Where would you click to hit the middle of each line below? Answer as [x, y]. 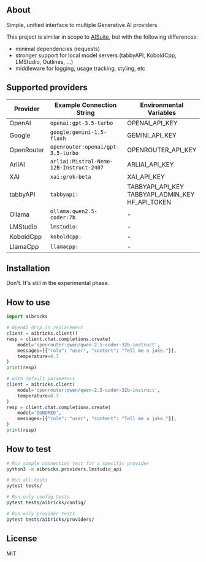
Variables [162, 112]
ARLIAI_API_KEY [150, 164]
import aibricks [27, 317]
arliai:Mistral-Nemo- [82, 161]
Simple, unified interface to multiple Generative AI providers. [83, 25]
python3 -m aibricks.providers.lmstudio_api [64, 469]
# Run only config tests [38, 497]
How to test [29, 449]
